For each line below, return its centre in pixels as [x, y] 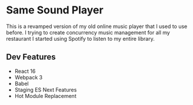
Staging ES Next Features [46, 90]
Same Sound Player [55, 10]
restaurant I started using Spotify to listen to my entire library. [80, 38]
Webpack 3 [29, 77]
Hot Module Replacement [45, 96]
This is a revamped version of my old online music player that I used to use [97, 26]
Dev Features [31, 57]
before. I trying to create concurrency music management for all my [88, 32]
